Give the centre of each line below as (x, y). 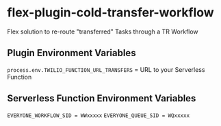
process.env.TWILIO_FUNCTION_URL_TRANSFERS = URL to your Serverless (106, 69)
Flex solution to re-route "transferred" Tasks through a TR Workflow (103, 32)
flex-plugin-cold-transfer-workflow (110, 13)
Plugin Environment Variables (71, 53)
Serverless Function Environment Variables (102, 98)
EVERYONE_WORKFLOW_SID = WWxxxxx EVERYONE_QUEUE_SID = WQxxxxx (99, 115)
